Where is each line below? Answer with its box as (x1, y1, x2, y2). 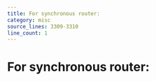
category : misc (7, 17, 51, 24)
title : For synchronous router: (7, 10, 100, 17)
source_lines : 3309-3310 (7, 23, 79, 30)
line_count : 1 (7, 29, 48, 37)
